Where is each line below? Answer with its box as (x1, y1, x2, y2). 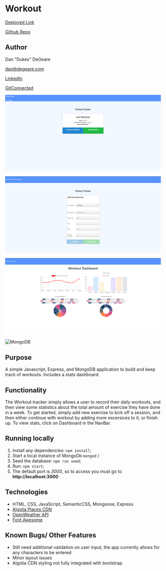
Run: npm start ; (12, 463, 44, 469)
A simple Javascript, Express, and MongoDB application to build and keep (5, 366, 156, 373)
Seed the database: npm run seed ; (12, 457, 82, 464)
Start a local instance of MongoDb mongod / (12, 453, 100, 458)
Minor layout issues (12, 555, 52, 561)
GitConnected (5, 85, 34, 91)
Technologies (5, 488, 48, 496)
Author (5, 43, 27, 52)
